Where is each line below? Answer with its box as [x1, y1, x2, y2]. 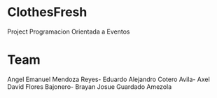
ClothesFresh [7, 4, 87, 20]
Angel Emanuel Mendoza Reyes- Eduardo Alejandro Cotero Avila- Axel [7, 75, 210, 83]
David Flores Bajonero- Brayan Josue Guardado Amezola [7, 82, 172, 91]
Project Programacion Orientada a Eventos [7, 27, 130, 36]
